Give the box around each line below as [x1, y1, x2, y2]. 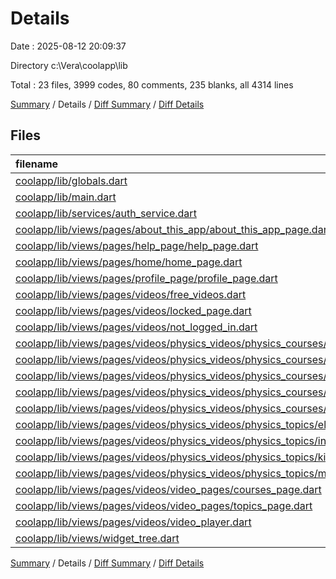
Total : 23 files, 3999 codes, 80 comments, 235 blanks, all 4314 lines [10, 78, 294, 91]
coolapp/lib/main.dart [15, 190, 117, 204]
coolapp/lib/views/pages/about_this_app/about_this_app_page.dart [15, 222, 332, 236]
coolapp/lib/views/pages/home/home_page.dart [15, 255, 243, 269]
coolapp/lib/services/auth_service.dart [15, 206, 197, 220]
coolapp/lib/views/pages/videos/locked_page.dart [15, 303, 252, 317]
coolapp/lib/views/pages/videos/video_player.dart [15, 515, 252, 529]
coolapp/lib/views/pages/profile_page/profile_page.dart [15, 271, 278, 285]
